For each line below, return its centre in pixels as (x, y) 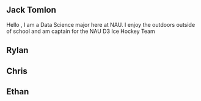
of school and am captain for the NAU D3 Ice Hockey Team (81, 31)
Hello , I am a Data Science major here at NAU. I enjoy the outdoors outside (101, 24)
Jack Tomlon (31, 10)
